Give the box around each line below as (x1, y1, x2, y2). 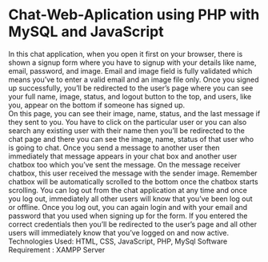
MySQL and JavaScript (8, 22, 164, 41)
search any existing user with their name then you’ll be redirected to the (8, 126, 246, 135)
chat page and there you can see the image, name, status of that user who (8, 134, 254, 143)
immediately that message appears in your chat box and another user (8, 151, 238, 161)
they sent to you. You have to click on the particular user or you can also (8, 117, 247, 127)
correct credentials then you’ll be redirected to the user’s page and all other (8, 219, 258, 229)
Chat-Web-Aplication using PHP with (8, 6, 260, 24)
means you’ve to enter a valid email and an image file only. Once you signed (8, 75, 259, 84)
